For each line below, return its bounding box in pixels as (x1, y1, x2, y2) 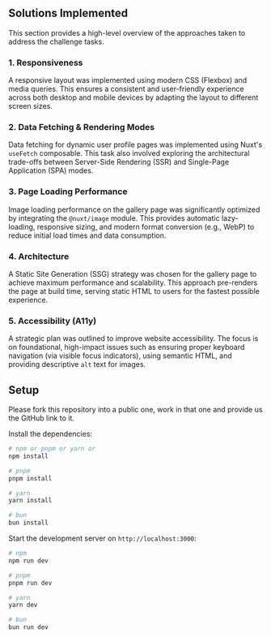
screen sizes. (8, 101, 53, 111)
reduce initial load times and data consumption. (8, 231, 167, 240)
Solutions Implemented (8, 6, 128, 20)
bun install (8, 519, 49, 527)
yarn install (8, 497, 53, 505)
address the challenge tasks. (8, 37, 104, 46)
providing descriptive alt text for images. (8, 360, 146, 369)
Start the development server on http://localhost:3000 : (8, 533, 197, 543)
